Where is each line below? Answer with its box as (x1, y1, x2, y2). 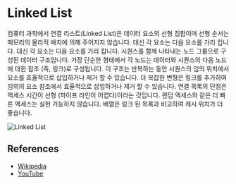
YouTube (17, 169, 44, 178)
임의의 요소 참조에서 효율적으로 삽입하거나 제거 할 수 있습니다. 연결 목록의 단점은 (7, 82, 228, 90)
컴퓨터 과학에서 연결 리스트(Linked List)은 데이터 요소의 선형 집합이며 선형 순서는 (7, 29, 229, 37)
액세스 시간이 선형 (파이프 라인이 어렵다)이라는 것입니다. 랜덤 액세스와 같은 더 (7, 90, 218, 99)
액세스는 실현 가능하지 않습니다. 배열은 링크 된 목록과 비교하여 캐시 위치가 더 (14, 99, 223, 108)
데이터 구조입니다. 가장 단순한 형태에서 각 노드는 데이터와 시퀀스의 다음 (20, 55, 214, 64)
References (7, 143, 59, 155)
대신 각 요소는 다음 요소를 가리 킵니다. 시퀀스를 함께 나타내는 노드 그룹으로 (16, 47, 220, 55)
